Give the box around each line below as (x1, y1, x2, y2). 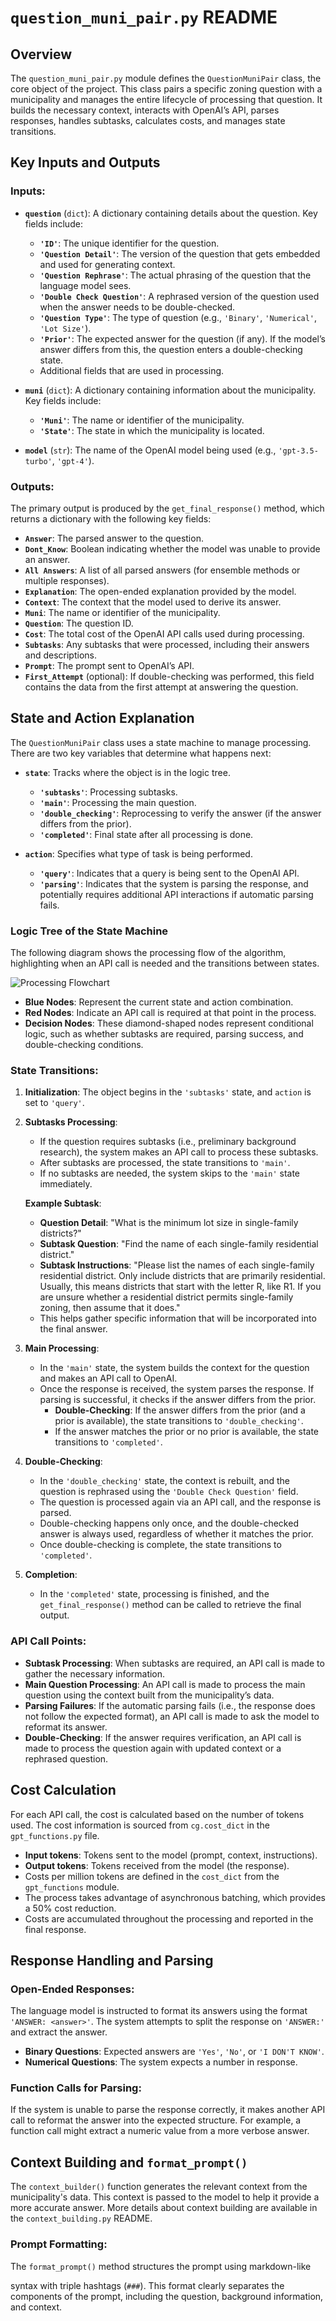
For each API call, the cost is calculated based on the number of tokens (10, 1808, 305, 1820)
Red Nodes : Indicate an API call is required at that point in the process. (24, 1007, 317, 1019)
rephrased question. (24, 1752, 109, 1765)
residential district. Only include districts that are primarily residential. (39, 1270, 326, 1282)
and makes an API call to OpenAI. (39, 1372, 178, 1385)
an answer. (24, 553, 71, 565)
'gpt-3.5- (278, 446, 319, 456)
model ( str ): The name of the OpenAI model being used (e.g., (24, 444, 277, 456)
